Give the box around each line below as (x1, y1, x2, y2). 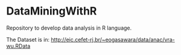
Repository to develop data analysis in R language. (6, 24, 132, 31)
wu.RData (6, 42, 31, 50)
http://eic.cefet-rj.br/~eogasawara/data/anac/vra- (51, 36, 175, 43)
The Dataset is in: (6, 36, 50, 43)
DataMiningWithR (6, 4, 97, 18)
